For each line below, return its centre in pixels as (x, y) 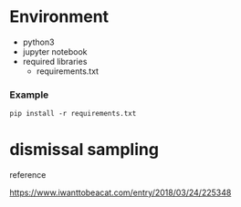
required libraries (55, 61)
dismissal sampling (84, 150)
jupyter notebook (55, 51)
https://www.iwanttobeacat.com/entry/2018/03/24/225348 (120, 192)
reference (28, 175)
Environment (59, 17)
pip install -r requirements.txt (73, 114)
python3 (38, 42)
